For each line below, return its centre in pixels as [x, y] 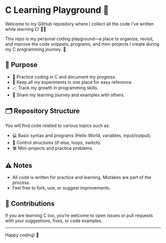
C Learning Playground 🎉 [57, 10]
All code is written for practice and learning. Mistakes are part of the [82, 178]
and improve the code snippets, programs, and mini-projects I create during [82, 44]
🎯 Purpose [21, 65]
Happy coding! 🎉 [22, 235]
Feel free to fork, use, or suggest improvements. [61, 188]
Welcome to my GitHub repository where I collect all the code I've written [80, 24]
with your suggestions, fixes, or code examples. [54, 221]
